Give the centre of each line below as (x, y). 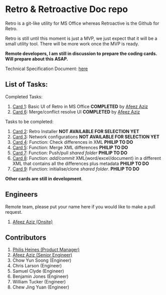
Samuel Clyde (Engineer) (38, 271)
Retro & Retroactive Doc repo (66, 9)
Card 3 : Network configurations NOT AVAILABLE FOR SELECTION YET (86, 137)
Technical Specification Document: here (47, 69)
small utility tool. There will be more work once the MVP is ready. (72, 43)
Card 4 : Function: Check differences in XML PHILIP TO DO (73, 142)
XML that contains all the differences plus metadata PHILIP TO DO (81, 163)
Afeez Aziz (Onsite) (33, 222)
